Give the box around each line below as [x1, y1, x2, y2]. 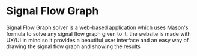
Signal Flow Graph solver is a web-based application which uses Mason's [6, 24, 189, 31]
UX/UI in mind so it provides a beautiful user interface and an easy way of [6, 36, 189, 43]
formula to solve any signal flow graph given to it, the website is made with [6, 30, 191, 37]
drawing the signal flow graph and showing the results [6, 43, 141, 50]
